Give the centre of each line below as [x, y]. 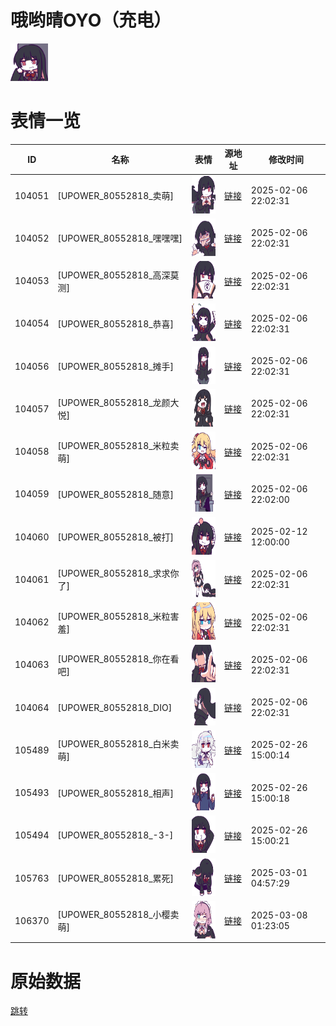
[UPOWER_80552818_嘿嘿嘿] [120, 238]
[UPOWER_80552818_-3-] [115, 835]
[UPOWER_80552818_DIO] [115, 707]
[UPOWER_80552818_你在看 [118, 658]
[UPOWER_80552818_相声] [116, 793]
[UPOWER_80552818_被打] [116, 537]
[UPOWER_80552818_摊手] [116, 367]
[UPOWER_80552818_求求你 [118, 573]
